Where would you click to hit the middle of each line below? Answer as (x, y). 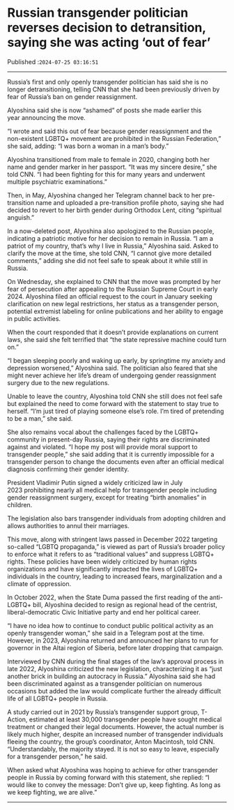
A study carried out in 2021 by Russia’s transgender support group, (103, 712)
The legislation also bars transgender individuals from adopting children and (117, 518)
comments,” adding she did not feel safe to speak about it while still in (108, 260)
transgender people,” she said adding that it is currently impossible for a (111, 454)
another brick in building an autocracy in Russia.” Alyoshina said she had (111, 676)
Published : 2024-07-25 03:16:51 (53, 61)
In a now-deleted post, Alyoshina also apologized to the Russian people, (111, 231)
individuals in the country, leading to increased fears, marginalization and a (115, 576)
